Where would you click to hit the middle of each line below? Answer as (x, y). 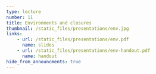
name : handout (40, 56)
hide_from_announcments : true (44, 61)
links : (14, 34)
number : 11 (20, 17)
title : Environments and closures (49, 23)
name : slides (38, 45)
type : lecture (24, 12)
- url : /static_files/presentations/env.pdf (73, 39)
